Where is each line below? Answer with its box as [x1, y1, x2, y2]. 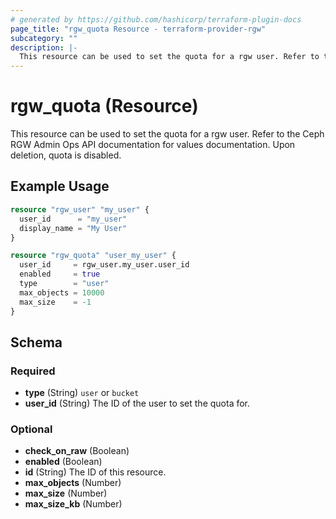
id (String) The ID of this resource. [24, 466, 167, 478]
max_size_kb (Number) [24, 498, 123, 510]
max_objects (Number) [24, 477, 122, 489]
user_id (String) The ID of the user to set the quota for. [24, 397, 251, 410]
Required [10, 364, 56, 378]
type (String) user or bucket [24, 387, 140, 399]
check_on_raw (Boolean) [24, 445, 130, 457]
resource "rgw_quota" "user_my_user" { [10, 251, 177, 261]
